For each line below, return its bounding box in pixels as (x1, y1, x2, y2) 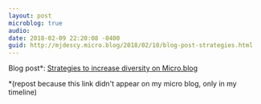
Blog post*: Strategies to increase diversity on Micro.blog (8, 63, 198, 73)
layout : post (8, 11, 52, 20)
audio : (8, 26, 31, 34)
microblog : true (8, 19, 63, 27)
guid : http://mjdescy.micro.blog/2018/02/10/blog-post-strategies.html (8, 42, 253, 50)
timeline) (8, 87, 38, 97)
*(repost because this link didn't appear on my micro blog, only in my (8, 79, 237, 89)
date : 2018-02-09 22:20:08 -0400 (8, 34, 120, 42)
